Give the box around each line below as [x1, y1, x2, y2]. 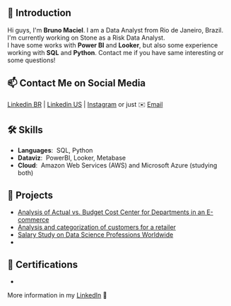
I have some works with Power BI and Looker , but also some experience [7, 40, 218, 49]
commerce [17, 216, 49, 224]
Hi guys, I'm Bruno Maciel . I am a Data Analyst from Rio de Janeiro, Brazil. [7, 25, 224, 34]
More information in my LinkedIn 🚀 [7, 291, 107, 300]
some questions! [7, 56, 56, 64]
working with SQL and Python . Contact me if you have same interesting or [7, 48, 224, 57]
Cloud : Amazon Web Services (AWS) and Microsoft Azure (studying [17, 161, 218, 170]
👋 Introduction [7, 7, 72, 19]
